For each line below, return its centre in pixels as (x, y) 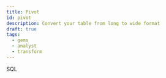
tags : (13, 35)
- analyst (24, 46)
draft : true (21, 29)
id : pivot (19, 18)
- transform (27, 52)
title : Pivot (23, 12)
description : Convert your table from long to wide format (83, 23)
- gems (20, 40)
